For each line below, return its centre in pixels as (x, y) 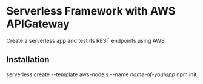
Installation (28, 60)
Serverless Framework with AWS (91, 11)
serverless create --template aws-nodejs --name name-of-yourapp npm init (101, 74)
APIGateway (38, 24)
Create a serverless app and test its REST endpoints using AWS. (86, 40)
